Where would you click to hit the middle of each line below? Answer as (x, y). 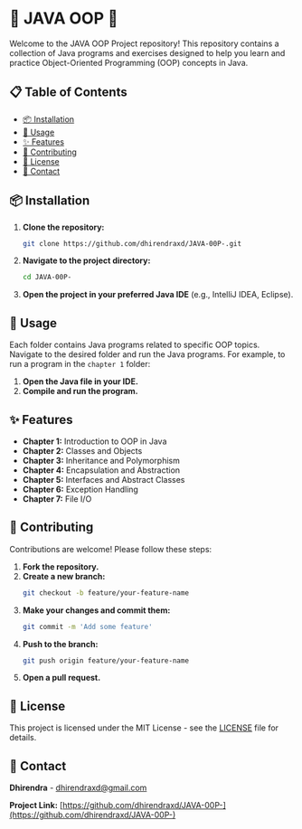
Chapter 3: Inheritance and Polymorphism (101, 460)
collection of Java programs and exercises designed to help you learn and (147, 52)
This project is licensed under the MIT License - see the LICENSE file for (144, 728)
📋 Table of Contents (69, 93)
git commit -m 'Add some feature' (87, 626)
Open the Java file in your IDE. (80, 382)
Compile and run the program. (80, 391)
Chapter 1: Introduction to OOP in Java (94, 441)
